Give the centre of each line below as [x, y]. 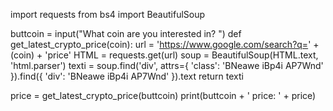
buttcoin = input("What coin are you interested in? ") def [126, 33]
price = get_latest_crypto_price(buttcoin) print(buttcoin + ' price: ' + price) [163, 95]
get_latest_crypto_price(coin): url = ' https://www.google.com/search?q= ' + [165, 44]
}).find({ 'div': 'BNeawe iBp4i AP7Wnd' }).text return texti [127, 76]
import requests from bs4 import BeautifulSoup [108, 14]
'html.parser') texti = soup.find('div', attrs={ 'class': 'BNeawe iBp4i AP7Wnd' [167, 65]
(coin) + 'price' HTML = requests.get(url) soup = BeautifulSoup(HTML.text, [164, 55]
